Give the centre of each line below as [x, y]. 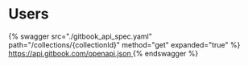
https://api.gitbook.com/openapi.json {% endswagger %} [103, 53]
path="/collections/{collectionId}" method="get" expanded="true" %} [124, 44]
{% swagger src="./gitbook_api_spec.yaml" [81, 36]
